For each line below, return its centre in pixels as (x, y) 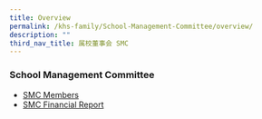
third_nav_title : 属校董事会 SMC (69, 43)
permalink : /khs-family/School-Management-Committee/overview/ (131, 26)
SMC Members (51, 94)
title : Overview (40, 18)
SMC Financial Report (63, 104)
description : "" (40, 35)
